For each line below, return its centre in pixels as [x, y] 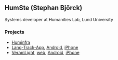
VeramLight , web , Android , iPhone [46, 53]
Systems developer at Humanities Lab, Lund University [59, 19]
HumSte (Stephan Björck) [43, 8]
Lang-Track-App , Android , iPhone [45, 48]
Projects [14, 32]
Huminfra [21, 42]
